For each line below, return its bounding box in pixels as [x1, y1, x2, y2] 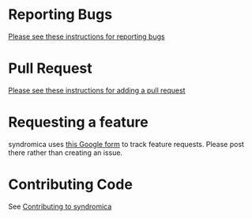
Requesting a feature [8, 113, 149, 131]
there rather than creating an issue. [8, 148, 123, 157]
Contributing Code [8, 176, 133, 193]
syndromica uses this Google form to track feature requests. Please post [8, 139, 245, 149]
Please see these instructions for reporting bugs [8, 32, 165, 41]
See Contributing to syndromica [8, 202, 112, 211]
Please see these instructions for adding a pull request [8, 85, 186, 95]
